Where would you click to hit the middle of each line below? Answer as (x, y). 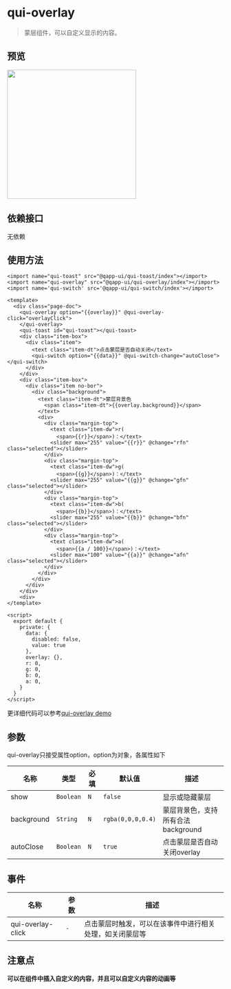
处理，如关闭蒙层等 (115, 934)
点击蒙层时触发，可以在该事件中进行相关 (150, 924)
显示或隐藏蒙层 (187, 798)
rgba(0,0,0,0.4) (130, 819)
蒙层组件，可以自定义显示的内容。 (72, 32)
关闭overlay (181, 853)
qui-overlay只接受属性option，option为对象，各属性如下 (87, 755)
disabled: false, (56, 639)
